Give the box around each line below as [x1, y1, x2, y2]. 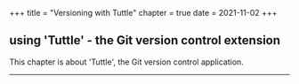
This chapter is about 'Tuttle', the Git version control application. [9, 57, 245, 67]
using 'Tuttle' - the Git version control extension [9, 33, 281, 48]
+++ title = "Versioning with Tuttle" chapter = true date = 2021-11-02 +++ [9, 8, 278, 18]
